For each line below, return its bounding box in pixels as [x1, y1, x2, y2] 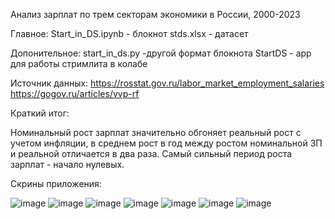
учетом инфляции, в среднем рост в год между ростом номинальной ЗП [10, 137, 323, 149]
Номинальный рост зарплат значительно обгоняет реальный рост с [10, 127, 302, 138]
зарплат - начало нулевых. [10, 159, 125, 170]
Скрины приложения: [10, 178, 102, 189]
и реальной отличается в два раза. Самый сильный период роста [10, 148, 293, 159]
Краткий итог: [10, 107, 70, 119]
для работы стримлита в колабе [10, 58, 148, 69]
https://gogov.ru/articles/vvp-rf [10, 88, 140, 99]
